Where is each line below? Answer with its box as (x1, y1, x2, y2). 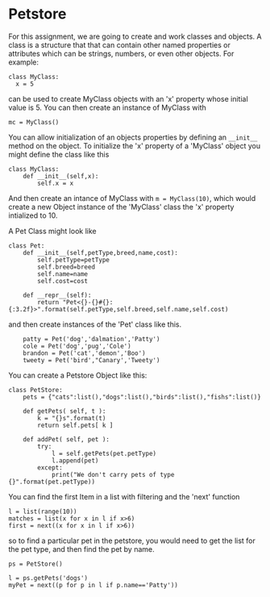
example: (8, 57, 39, 67)
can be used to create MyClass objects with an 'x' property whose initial (8, 94, 248, 103)
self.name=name (37, 269, 89, 278)
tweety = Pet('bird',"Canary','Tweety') (23, 356, 160, 364)
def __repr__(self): (23, 291, 92, 299)
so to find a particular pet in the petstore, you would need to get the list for (8, 536, 256, 545)
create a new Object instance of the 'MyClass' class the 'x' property (8, 202, 235, 211)
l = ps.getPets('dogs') (8, 574, 89, 582)
